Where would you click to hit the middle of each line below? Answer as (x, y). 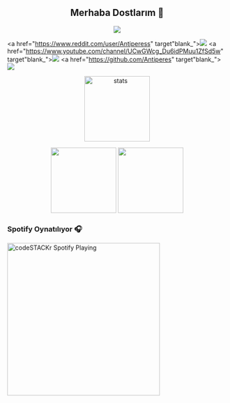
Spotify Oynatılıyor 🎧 (45, 229)
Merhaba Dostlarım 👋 (117, 13)
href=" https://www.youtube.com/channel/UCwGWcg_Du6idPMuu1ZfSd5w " (115, 51)
